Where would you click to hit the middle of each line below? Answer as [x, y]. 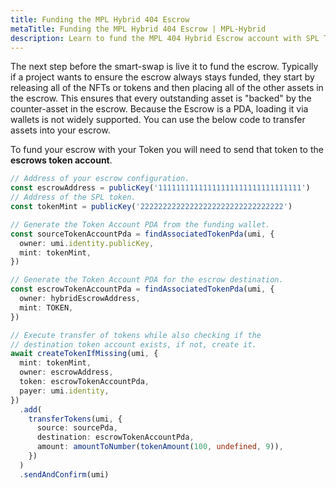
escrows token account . [61, 160]
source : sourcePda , [77, 428]
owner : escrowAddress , [66, 372]
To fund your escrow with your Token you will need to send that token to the [167, 150]
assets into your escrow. [60, 130]
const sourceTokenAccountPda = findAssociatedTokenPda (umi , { [142, 234]
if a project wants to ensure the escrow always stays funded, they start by [162, 77]
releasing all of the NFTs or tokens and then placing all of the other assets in [167, 88]
